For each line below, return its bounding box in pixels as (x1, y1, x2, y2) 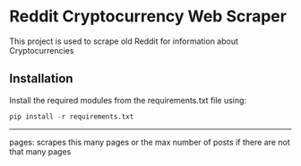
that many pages (9, 145, 72, 157)
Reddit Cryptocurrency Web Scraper (9, 6, 287, 27)
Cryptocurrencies (9, 45, 74, 55)
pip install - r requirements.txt (9, 112, 134, 121)
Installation (9, 71, 73, 87)
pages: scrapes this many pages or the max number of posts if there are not (9, 137, 291, 147)
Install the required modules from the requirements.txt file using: (9, 95, 247, 105)
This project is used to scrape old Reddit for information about (9, 36, 239, 46)
